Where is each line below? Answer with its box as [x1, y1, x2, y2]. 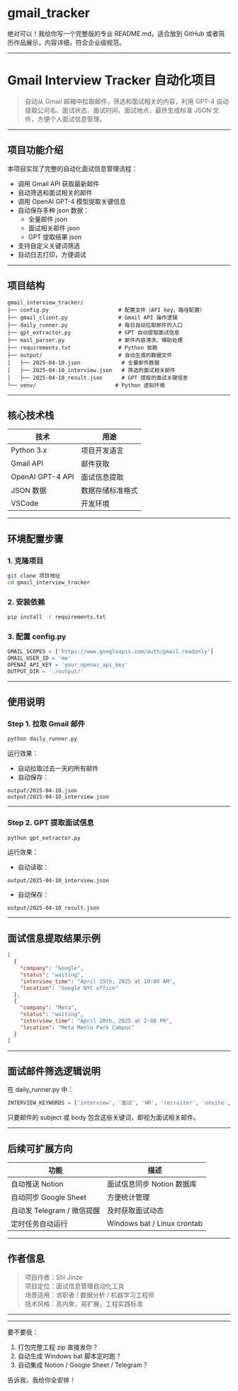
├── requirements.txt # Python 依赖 [7, 344, 158, 351]
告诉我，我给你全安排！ [7, 1375, 76, 1384]
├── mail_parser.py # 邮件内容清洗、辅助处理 [7, 337, 183, 344]
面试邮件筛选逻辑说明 [7, 1065, 101, 1077]
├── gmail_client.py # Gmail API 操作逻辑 [7, 314, 178, 321]
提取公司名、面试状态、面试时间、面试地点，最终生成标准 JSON [24, 106, 211, 114]
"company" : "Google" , [20, 965, 84, 972]
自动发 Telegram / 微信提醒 [11, 1206, 101, 1216]
